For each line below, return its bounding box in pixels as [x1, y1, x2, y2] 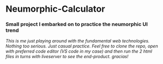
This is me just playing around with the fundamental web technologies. [5, 38, 150, 44]
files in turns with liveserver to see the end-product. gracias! [5, 54, 129, 60]
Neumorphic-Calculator [5, 3, 105, 15]
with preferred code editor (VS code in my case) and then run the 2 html [5, 48, 152, 54]
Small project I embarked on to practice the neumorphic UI [5, 21, 148, 28]
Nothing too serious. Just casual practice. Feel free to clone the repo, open [5, 43, 158, 49]
